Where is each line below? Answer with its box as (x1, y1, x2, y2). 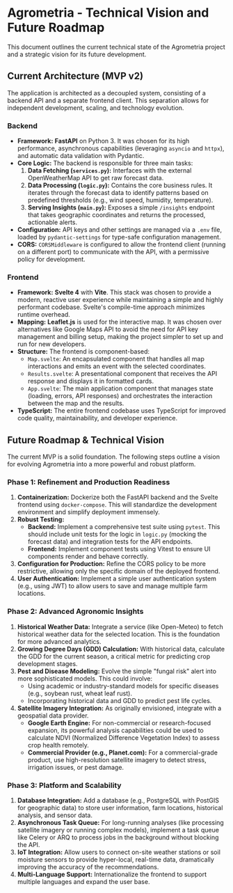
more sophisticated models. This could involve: (17, 674, 153, 683)
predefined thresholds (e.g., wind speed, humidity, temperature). (27, 196, 214, 205)
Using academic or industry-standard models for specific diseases (27, 681, 219, 690)
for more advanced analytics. (17, 637, 102, 645)
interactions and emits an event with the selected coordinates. (27, 362, 207, 370)
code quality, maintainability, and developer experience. (17, 414, 178, 422)
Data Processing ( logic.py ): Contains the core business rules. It (27, 181, 213, 189)
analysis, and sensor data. (17, 811, 93, 819)
